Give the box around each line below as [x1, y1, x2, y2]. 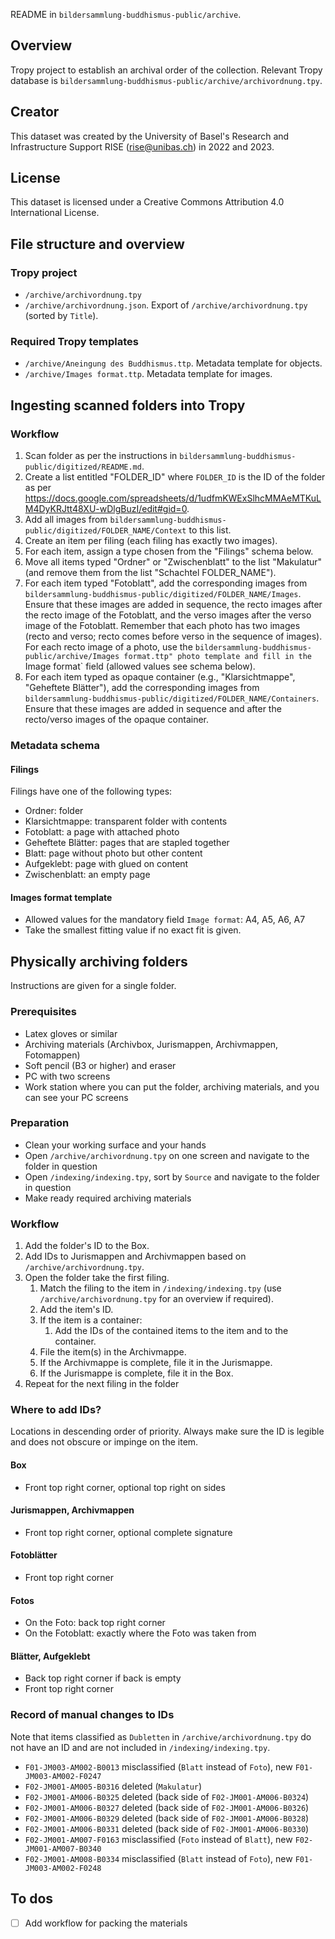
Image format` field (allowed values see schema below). [24, 660, 256, 673]
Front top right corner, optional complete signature [24, 1526, 233, 1538]
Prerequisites [10, 1005, 77, 1019]
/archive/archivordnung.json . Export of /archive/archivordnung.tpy [24, 299, 308, 311]
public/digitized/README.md [24, 462, 142, 473]
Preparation [10, 1116, 70, 1130]
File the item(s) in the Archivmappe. [39, 1346, 187, 1358]
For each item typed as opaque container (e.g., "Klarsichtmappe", [24, 671, 296, 683]
